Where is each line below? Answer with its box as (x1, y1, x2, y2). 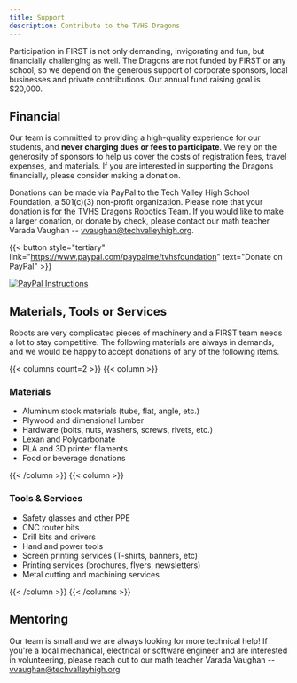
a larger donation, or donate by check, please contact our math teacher (9, 216, 270, 226)
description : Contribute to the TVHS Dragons (9, 21, 180, 30)
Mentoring (9, 612, 69, 627)
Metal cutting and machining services (21, 569, 160, 579)
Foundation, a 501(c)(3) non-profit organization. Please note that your (9, 197, 263, 208)
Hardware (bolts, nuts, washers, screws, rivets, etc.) (21, 425, 213, 436)
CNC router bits (21, 522, 80, 532)
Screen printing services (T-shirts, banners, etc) (21, 550, 198, 561)
